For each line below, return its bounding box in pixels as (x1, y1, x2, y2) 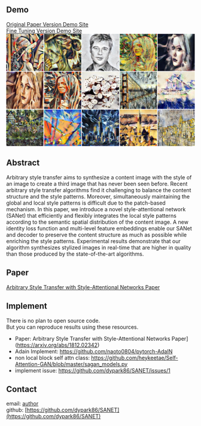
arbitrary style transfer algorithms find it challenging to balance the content (6, 186, 191, 194)
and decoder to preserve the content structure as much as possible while (6, 231, 187, 238)
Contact (6, 384, 37, 394)
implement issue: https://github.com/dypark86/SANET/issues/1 (14, 367, 170, 374)
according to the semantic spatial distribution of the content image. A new (6, 218, 188, 226)
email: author (6, 400, 39, 407)
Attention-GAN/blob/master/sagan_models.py (14, 360, 128, 368)
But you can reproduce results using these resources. (6, 323, 139, 331)
